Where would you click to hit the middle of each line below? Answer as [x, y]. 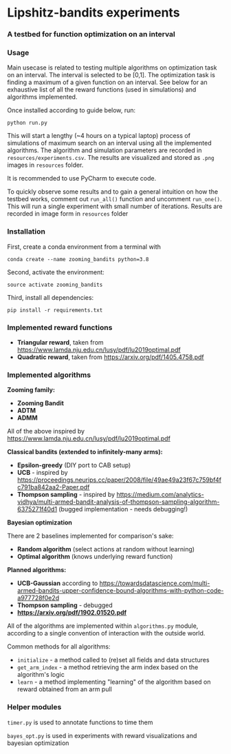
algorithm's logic [41, 675]
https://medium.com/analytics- [160, 495]
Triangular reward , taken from [60, 342]
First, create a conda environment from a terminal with [84, 247]
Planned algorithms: [37, 570]
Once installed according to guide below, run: [71, 110]
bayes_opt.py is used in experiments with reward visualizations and [102, 735]
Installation [26, 232]
